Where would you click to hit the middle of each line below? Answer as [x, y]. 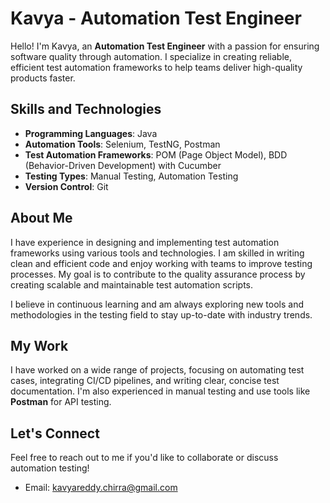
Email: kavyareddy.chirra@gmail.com [101, 488]
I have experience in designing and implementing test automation [145, 242]
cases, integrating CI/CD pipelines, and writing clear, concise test [145, 381]
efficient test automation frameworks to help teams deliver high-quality [156, 67]
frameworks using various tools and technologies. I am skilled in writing [157, 253]
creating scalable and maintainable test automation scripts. [132, 284]
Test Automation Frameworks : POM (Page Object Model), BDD [156, 154]
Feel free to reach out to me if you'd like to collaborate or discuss [144, 458]
